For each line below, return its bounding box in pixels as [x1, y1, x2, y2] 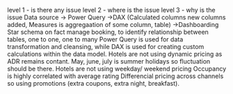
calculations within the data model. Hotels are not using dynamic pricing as [7, 50, 223, 58]
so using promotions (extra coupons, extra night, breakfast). [7, 79, 179, 87]
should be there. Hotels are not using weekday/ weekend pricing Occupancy [7, 65, 227, 73]
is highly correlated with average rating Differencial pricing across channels [7, 72, 224, 80]
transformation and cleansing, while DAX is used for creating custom [7, 43, 204, 50]
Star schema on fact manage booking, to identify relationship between [7, 28, 209, 36]
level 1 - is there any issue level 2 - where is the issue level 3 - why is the [7, 6, 216, 14]
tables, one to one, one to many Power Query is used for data [7, 35, 184, 44]
